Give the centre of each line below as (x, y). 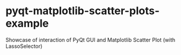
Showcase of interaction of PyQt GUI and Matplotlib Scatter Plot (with (90, 40)
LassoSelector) (24, 46)
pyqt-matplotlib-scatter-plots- (82, 11)
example (27, 23)
